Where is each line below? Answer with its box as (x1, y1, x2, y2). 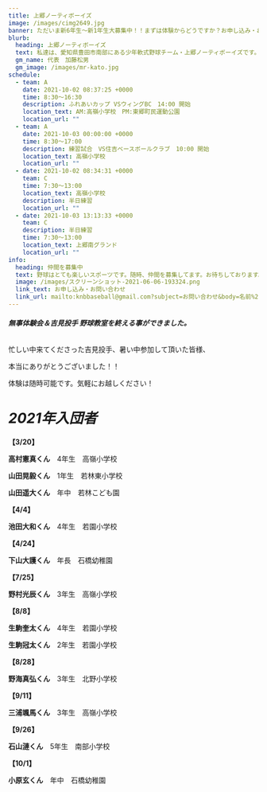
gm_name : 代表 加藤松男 (15, 57, 90, 64)
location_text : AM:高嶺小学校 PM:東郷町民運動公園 (22, 108, 180, 116)
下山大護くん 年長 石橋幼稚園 (8, 556, 113, 565)
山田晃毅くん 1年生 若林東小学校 (8, 471, 123, 481)
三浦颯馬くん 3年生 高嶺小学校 (8, 708, 118, 717)
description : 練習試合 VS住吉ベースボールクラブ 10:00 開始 (22, 145, 210, 153)
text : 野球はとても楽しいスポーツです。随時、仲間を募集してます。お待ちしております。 (15, 271, 265, 279)
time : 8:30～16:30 (22, 93, 82, 101)
